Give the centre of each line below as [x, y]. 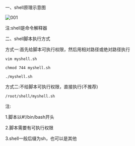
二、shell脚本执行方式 [28, 39]
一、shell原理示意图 [26, 7]
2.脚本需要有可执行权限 [29, 128]
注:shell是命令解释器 [26, 28]
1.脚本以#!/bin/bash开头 [30, 117]
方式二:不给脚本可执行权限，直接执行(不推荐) [52, 87]
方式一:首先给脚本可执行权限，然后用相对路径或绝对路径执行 [68, 49]
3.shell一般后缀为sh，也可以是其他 [41, 138]
